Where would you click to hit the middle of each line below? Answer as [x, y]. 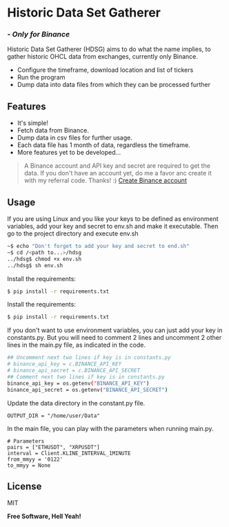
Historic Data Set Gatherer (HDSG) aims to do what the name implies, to [109, 49]
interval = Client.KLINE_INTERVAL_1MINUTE [69, 453]
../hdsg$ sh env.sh [35, 265]
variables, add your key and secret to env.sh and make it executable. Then [113, 227]
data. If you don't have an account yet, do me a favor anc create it [118, 173]
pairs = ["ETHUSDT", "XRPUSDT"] [53, 447]
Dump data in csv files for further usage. [74, 138]
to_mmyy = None [29, 465]
